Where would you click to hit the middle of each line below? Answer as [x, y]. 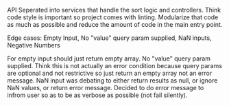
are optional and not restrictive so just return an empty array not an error [110, 73]
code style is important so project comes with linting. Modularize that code [113, 17]
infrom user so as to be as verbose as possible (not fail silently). [97, 95]
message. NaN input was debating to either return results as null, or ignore [112, 81]
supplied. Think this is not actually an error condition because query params [115, 66]
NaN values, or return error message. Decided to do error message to [106, 88]
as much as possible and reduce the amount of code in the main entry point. [115, 24]
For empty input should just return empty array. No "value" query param [109, 59]
